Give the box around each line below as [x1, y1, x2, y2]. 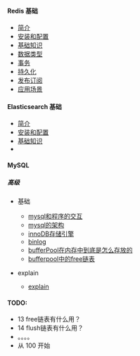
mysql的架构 [27, 220, 65, 229]
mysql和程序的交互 [27, 212, 83, 220]
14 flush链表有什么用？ [17, 324, 84, 332]
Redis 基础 [7, 6, 39, 15]
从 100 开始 [17, 341, 51, 350]
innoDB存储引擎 [27, 229, 75, 238]
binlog [27, 237, 47, 246]
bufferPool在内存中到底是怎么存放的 [27, 246, 133, 254]
